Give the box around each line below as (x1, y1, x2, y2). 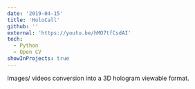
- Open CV (13, 49, 41, 56)
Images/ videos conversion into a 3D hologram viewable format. (7, 74, 189, 82)
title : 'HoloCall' (7, 17, 60, 23)
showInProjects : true (7, 55, 70, 62)
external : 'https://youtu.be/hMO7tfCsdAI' (7, 29, 131, 37)
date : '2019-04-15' (7, 10, 64, 17)
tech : (7, 36, 23, 43)
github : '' (7, 23, 39, 30)
